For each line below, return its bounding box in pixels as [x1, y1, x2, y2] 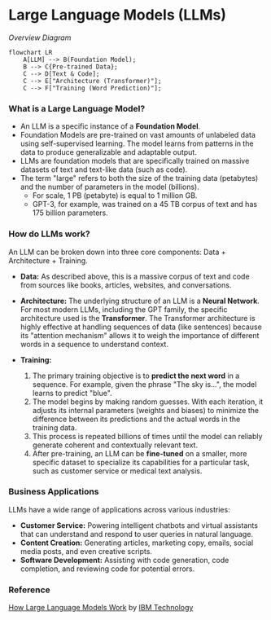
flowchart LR [8, 48, 53, 56]
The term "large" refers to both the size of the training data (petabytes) [20, 174, 259, 183]
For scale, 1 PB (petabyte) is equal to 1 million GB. [32, 191, 198, 200]
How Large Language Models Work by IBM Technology [8, 603, 194, 613]
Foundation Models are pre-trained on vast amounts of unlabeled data [20, 130, 256, 140]
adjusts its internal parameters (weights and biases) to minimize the [32, 405, 259, 415]
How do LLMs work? [8, 228, 91, 240]
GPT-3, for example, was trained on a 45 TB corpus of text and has [32, 200, 258, 209]
